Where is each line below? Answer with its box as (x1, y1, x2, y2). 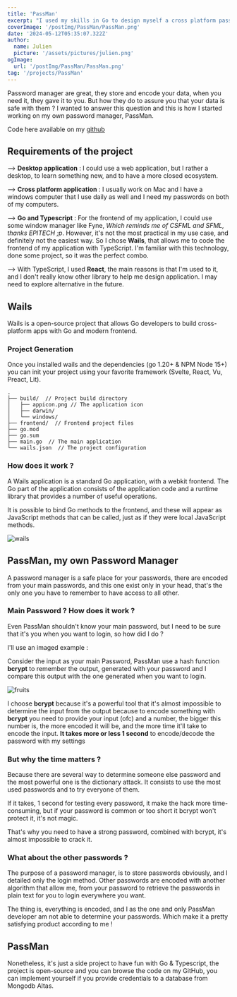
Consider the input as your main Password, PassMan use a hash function (7, 657, 220, 665)
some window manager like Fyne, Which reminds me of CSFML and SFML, (7, 222, 224, 230)
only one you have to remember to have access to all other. (7, 588, 180, 597)
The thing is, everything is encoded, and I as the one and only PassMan (7, 905, 215, 914)
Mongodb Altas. (7, 981, 54, 990)
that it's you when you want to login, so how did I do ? (7, 629, 164, 638)
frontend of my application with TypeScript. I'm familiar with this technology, (7, 244, 229, 253)
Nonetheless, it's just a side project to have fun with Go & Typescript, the (7, 959, 219, 967)
